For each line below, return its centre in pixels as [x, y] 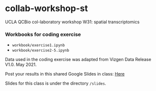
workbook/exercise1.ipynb [38, 45]
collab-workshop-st [47, 8]
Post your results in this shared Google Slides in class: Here [65, 74]
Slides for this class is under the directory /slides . [56, 83]
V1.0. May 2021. [21, 65]
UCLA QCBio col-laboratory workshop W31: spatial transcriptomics [72, 22]
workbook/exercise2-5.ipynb [40, 51]
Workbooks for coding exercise [43, 34]
